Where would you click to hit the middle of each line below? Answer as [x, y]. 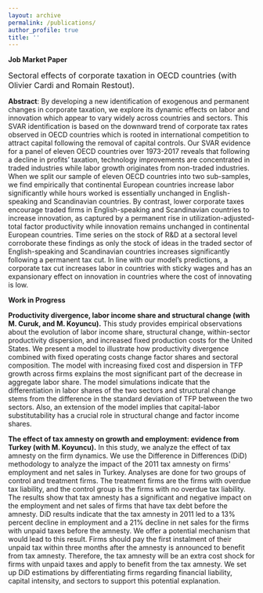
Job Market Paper [38, 60]
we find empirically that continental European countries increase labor [121, 185]
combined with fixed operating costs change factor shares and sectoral [123, 357]
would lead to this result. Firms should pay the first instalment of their [120, 540]
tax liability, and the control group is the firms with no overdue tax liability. [127, 489]
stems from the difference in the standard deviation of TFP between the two [130, 399]
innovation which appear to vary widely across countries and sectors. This [128, 118]
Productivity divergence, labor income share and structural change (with [129, 316]
